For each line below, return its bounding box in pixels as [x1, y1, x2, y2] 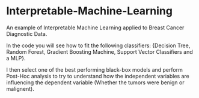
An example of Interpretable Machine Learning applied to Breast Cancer [6, 24, 185, 31]
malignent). [6, 85, 34, 92]
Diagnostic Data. [6, 30, 47, 37]
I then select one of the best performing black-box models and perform [6, 66, 183, 73]
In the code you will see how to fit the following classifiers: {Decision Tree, [6, 42, 191, 49]
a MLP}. [6, 54, 26, 62]
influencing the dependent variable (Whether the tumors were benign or [6, 79, 185, 86]
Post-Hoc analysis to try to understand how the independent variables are [6, 72, 189, 79]
